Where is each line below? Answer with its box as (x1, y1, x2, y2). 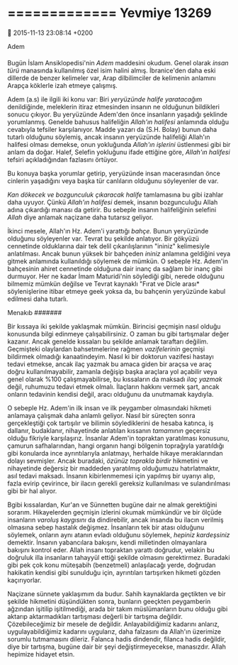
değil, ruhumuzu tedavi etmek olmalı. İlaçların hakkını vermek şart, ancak (7, 382, 220, 391)
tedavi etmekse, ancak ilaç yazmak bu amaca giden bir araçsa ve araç (7, 360, 212, 368)
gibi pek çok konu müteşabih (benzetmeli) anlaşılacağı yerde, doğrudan (7, 561, 216, 569)
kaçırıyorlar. (7, 576, 42, 584)
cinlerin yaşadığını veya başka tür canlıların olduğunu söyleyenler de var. (7, 176, 219, 185)
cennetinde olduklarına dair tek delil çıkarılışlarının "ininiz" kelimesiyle (7, 241, 210, 250)
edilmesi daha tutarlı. (7, 295, 69, 303)
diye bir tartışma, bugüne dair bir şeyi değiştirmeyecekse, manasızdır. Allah (7, 642, 227, 651)
